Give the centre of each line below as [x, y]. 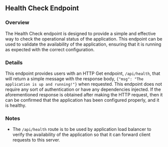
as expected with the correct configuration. [50, 49]
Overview [17, 23]
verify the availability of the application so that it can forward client [81, 134]
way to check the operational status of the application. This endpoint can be [84, 39]
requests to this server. [36, 140]
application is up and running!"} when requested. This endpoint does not [83, 84]
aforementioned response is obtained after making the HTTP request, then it [84, 94]
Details [14, 62]
